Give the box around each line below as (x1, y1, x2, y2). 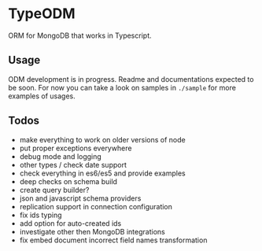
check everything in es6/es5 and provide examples (19, 168, 186, 178)
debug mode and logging (19, 151, 102, 161)
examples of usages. (8, 91, 76, 101)
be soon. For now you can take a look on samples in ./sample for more (8, 83, 236, 92)
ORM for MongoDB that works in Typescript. (8, 31, 152, 40)
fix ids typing (19, 210, 62, 220)
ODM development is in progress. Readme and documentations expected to (8, 74, 254, 83)
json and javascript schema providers (19, 194, 142, 203)
